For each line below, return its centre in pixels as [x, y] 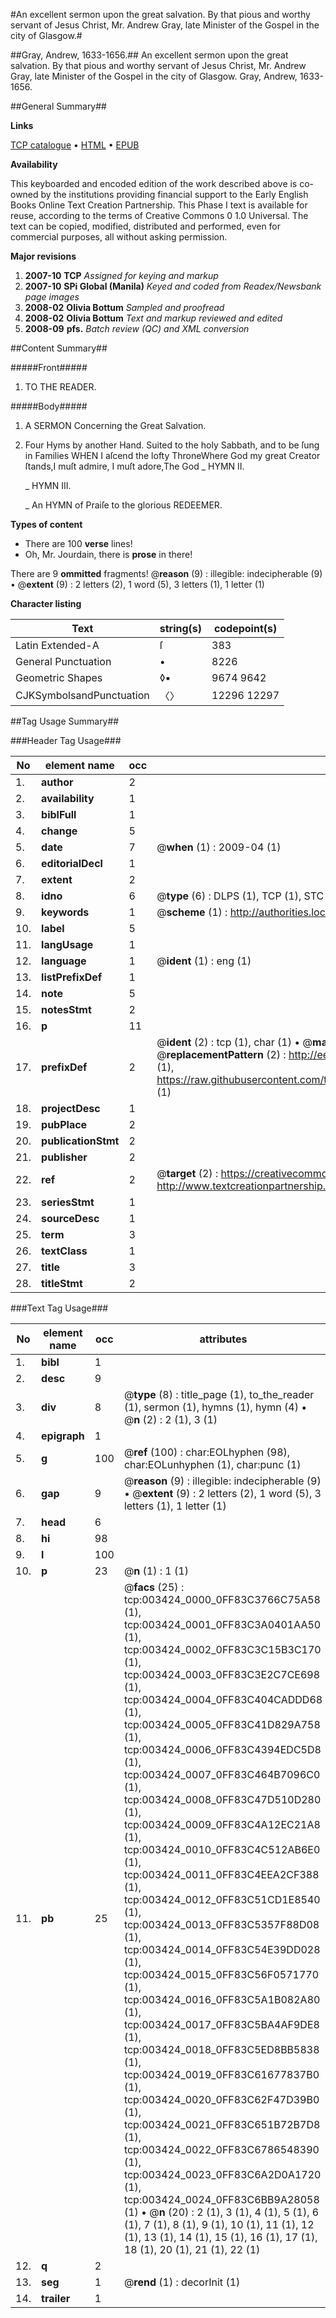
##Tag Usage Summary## [65, 721]
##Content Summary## [59, 348]
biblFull [59, 814]
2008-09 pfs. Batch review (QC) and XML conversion [137, 328]
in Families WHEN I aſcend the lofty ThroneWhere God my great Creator [172, 455]
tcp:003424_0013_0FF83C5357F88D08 [221, 1924]
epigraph [63, 1436]
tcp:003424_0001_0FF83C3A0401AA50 [222, 1624]
